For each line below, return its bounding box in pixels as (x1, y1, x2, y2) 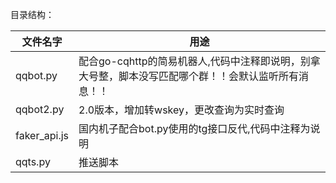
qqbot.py (15, 69, 58, 82)
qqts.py (15, 155, 51, 168)
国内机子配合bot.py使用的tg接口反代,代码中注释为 (78, 122, 311, 135)
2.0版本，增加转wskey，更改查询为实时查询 (78, 103, 285, 117)
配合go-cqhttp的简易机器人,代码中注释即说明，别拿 (78, 54, 321, 68)
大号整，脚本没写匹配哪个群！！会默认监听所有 (78, 69, 300, 83)
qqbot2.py (15, 103, 65, 116)
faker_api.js (15, 129, 69, 142)
